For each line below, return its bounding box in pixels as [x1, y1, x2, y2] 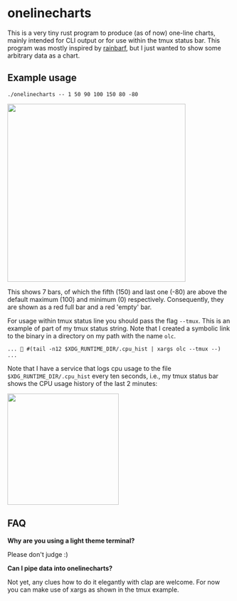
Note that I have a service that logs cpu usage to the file [7, 364, 172, 372]
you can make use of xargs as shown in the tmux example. [7, 585, 179, 594]
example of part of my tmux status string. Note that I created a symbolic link [7, 324, 231, 333]
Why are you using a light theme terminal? [7, 536, 135, 545]
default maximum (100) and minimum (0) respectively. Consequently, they [7, 295, 224, 303]
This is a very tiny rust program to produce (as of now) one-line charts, [7, 28, 216, 37]
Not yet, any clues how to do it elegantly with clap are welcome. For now [7, 578, 221, 586]
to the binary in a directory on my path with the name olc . [7, 331, 177, 340]
